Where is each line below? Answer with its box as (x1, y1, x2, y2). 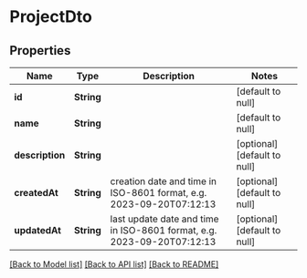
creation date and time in (110, 175, 217, 188)
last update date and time (110, 212, 219, 225)
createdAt (14, 187, 59, 199)
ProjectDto (9, 6, 93, 27)
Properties (9, 43, 71, 58)
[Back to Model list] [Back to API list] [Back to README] (9, 259, 219, 270)
